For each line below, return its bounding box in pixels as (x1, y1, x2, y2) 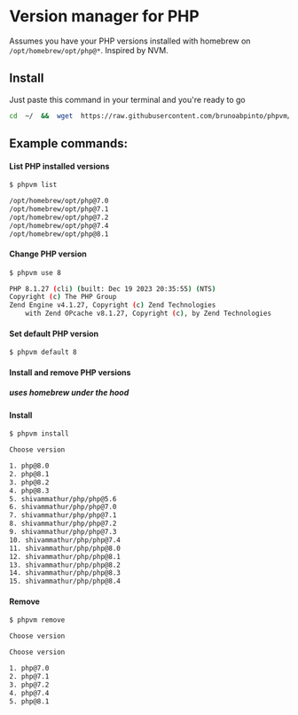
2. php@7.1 (9, 672, 50, 680)
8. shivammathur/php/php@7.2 (9, 519, 117, 529)
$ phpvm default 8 (9, 348, 77, 357)
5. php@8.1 (9, 696, 50, 706)
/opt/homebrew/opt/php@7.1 (9, 204, 109, 214)
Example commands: (9, 136, 129, 152)
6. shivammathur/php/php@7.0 (9, 503, 117, 512)
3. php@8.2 (9, 477, 50, 487)
